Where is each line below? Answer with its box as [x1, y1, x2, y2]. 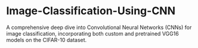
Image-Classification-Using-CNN [6, 4, 176, 18]
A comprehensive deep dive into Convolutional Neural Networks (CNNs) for [6, 24, 192, 31]
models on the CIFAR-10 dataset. [6, 36, 87, 43]
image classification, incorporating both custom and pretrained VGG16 [6, 30, 179, 37]
